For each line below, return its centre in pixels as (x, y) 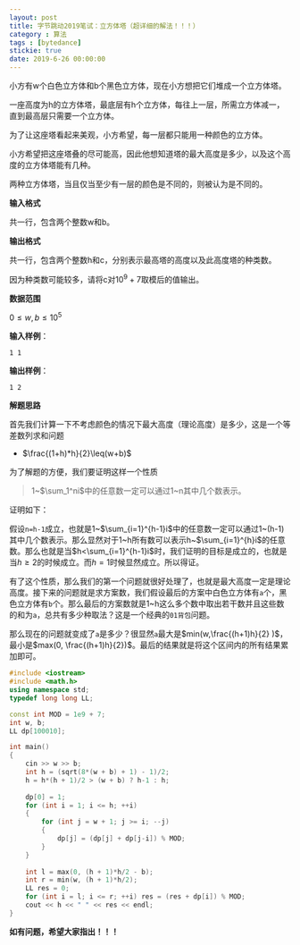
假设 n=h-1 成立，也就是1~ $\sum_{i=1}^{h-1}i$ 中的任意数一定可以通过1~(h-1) (147, 529)
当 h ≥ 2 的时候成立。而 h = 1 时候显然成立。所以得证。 (107, 562)
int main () (29, 747)
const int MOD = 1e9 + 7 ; (57, 714)
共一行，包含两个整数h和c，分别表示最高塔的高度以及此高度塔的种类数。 (143, 260)
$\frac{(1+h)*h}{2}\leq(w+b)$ (77, 453)
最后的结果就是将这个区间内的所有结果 (210, 645)
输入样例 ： (29, 336)
